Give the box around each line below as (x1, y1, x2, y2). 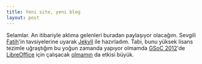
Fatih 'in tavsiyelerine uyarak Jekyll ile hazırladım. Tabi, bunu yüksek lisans (6, 38, 193, 45)
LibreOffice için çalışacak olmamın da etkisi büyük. (6, 51, 135, 58)
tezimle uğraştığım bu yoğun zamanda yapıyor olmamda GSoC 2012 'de (6, 44, 185, 52)
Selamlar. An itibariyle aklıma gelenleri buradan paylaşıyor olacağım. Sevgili (6, 31, 196, 38)
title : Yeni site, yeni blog (6, 9, 81, 15)
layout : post (6, 15, 40, 21)
